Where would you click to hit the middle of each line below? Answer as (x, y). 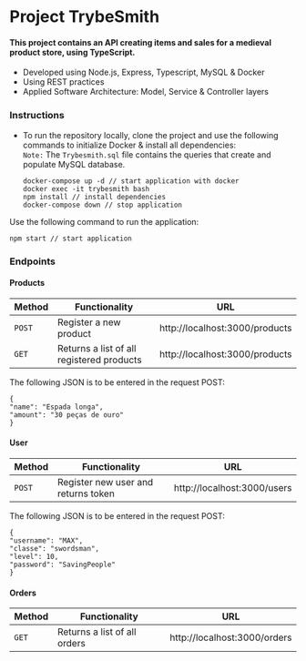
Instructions (37, 116)
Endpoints (33, 261)
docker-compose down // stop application (102, 205)
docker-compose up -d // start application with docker (131, 181)
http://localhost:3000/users (233, 488)
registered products (100, 360)
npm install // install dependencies (94, 197)
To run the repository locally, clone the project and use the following (151, 135)
